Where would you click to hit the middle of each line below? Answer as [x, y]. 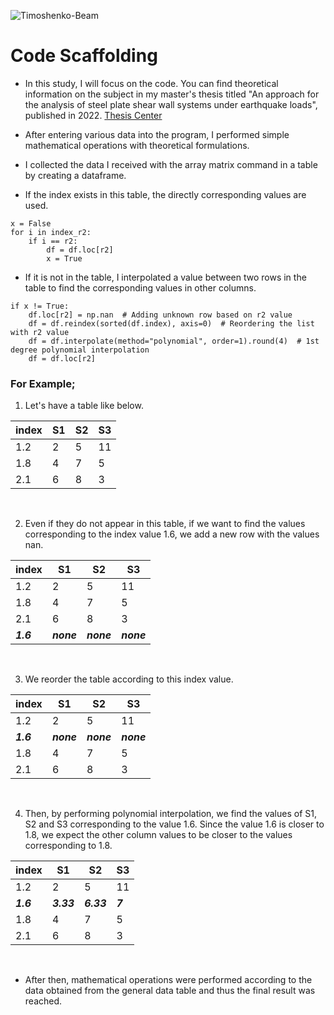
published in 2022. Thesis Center [93, 115]
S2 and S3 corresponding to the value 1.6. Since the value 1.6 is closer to [174, 824]
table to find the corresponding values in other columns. [140, 287]
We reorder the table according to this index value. [129, 679]
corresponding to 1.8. [68, 846]
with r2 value [40, 332]
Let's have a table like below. [84, 406]
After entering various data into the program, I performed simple [157, 134]
